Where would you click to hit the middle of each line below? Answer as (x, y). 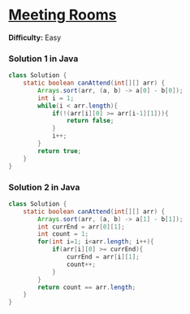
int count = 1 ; (63, 234)
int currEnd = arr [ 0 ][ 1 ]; (82, 227)
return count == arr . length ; (87, 287)
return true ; (60, 151)
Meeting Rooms (63, 15)
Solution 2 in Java (44, 187)
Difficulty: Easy (35, 37)
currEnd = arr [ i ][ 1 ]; (103, 257)
